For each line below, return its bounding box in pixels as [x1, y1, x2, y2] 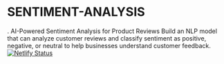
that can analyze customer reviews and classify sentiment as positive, [7, 34, 207, 42]
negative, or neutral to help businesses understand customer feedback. [7, 41, 211, 50]
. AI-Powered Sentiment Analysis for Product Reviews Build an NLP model [7, 27, 218, 35]
